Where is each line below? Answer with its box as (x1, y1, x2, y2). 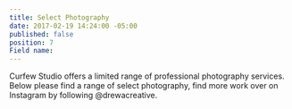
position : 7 (9, 38, 54, 47)
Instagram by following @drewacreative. (9, 90, 158, 101)
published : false (9, 29, 74, 38)
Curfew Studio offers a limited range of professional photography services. (9, 71, 285, 81)
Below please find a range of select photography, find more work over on (9, 80, 279, 91)
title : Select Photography (9, 13, 110, 22)
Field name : (9, 46, 54, 55)
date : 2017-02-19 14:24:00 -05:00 (9, 21, 138, 30)
